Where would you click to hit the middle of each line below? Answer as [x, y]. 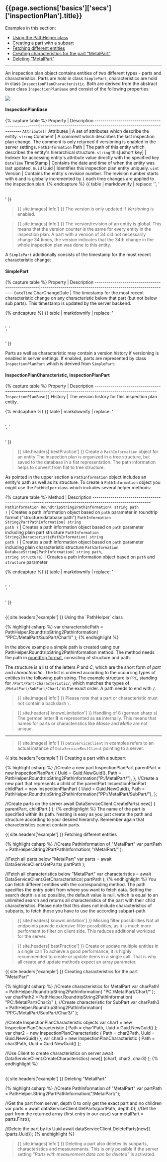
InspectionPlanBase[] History [36, 397]
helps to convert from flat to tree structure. [61, 467]
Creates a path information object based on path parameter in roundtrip [84, 512]
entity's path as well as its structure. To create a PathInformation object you [83, 482]
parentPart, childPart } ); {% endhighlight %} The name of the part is [75, 809]
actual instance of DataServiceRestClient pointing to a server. [81, 748]
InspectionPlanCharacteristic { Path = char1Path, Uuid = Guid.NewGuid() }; [82, 1028]
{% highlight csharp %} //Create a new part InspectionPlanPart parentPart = [83, 768]
